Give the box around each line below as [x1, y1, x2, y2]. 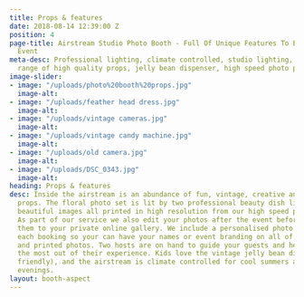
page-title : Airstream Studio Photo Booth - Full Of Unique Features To [9, 38, 290, 48]
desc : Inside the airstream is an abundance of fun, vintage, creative [9, 190, 285, 199]
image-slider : [9, 72, 63, 81]
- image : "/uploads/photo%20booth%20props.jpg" [9, 81, 193, 90]
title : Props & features [9, 13, 103, 23]
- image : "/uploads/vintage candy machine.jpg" [9, 131, 193, 140]
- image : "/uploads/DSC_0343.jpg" [9, 165, 140, 174]
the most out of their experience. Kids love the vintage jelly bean [17, 249, 285, 258]
